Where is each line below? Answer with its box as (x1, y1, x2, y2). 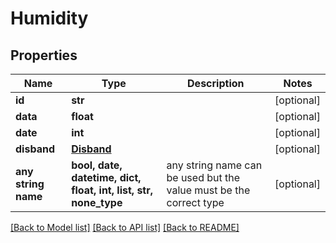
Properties (10, 47, 78, 64)
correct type (166, 196, 225, 209)
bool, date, (71, 158, 123, 172)
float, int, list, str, (71, 183, 154, 197)
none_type (71, 196, 123, 209)
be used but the (166, 171, 241, 184)
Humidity (10, 7, 89, 30)
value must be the (166, 183, 251, 197)
